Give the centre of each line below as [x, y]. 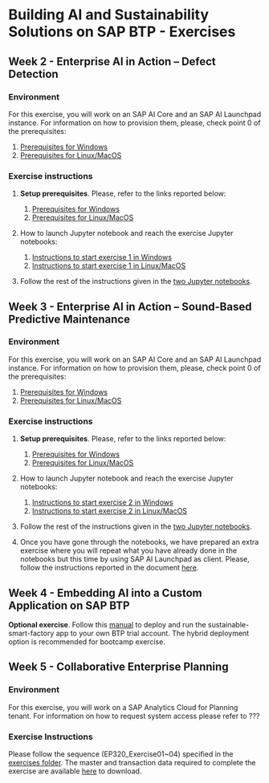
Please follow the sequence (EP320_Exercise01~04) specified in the [121, 754]
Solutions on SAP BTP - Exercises [122, 32]
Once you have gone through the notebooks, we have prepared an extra [139, 542]
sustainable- [228, 624]
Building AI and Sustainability [108, 15]
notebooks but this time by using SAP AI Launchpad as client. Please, [135, 559]
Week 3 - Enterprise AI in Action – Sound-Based [130, 306]
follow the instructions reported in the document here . [109, 568]
